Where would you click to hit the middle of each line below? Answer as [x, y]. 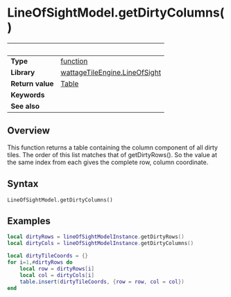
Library [23, 72]
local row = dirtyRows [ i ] [57, 269]
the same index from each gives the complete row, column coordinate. [108, 162]
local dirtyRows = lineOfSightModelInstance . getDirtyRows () [96, 237]
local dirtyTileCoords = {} [48, 256]
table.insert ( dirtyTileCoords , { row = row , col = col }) [102, 282]
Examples [29, 220]
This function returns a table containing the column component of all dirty [113, 147]
